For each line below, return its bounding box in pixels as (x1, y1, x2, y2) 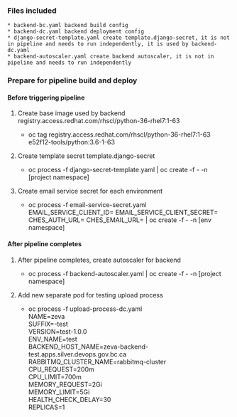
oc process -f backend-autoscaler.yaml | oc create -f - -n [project (28, 269, 221, 278)
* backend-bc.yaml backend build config (7, 22, 129, 29)
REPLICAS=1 (28, 403, 65, 411)
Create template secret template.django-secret (17, 152, 155, 160)
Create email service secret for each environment (17, 187, 163, 196)
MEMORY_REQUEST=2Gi (28, 380, 103, 389)
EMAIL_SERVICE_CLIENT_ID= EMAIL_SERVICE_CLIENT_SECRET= (28, 208, 219, 217)
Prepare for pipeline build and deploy (7, 75, 138, 85)
